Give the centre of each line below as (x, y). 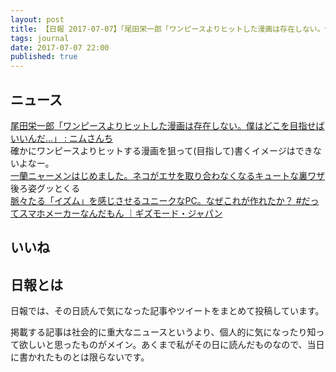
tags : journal (40, 38)
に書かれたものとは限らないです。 (80, 357)
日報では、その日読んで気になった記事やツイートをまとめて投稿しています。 (167, 311)
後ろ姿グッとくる (45, 188)
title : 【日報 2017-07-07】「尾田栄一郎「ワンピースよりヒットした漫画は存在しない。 (167, 29)
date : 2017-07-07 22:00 (60, 47)
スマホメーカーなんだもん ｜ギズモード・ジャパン (120, 213)
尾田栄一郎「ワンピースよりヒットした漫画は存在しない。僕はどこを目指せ (163, 125)
